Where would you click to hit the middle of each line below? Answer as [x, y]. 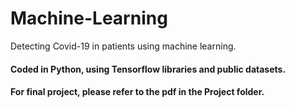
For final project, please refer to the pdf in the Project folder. [137, 92]
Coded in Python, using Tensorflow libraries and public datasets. [148, 69]
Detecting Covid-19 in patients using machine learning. [123, 46]
